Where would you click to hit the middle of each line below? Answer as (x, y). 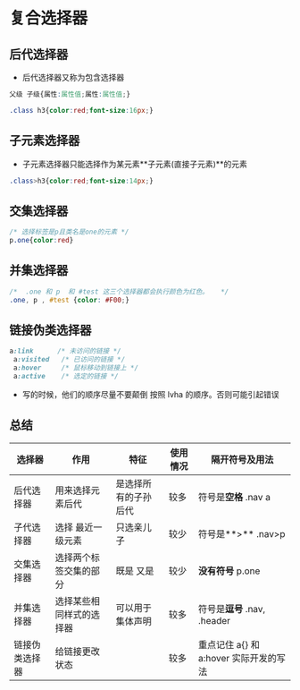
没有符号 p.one (229, 571)
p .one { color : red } (42, 241)
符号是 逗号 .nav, (232, 609)
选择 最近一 (79, 527)
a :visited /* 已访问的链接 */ (69, 360)
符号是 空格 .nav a (234, 497)
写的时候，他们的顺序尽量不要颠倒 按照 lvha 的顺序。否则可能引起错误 (150, 394)
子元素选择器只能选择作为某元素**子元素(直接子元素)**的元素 (135, 164)
